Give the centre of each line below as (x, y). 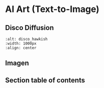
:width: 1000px (21, 43)
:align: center (21, 48)
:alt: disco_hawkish (27, 39)
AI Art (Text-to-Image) (52, 9)
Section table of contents (45, 80)
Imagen (17, 63)
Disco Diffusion (30, 28)
